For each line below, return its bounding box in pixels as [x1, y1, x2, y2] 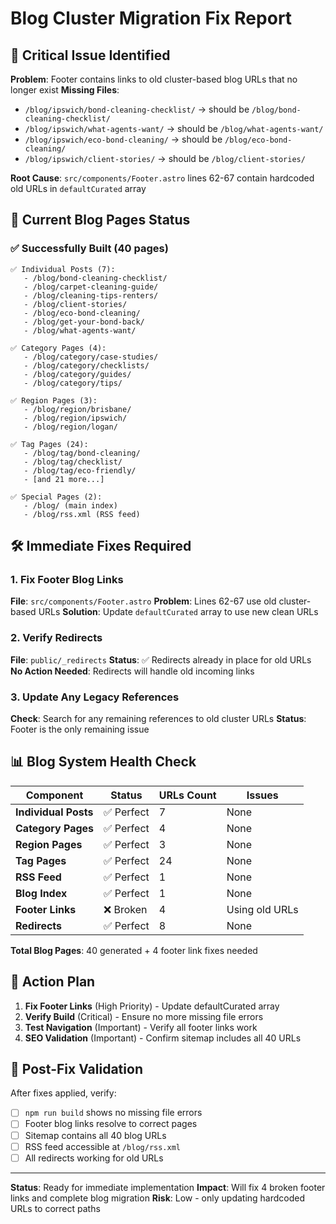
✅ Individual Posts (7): [10, 264, 116, 274]
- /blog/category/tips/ [23, 378, 123, 388]
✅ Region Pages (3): [10, 395, 98, 406]
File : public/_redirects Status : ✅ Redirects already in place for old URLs [10, 653, 312, 666]
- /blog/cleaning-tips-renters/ [23, 290, 159, 301]
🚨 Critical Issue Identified [10, 47, 171, 64]
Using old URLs [226, 902, 299, 916]
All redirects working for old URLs [24, 1152, 164, 1164]
